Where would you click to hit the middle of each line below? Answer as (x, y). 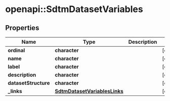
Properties (22, 28)
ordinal (16, 50)
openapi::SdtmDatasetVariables (74, 9)
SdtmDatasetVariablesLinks (89, 91)
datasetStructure (29, 83)
